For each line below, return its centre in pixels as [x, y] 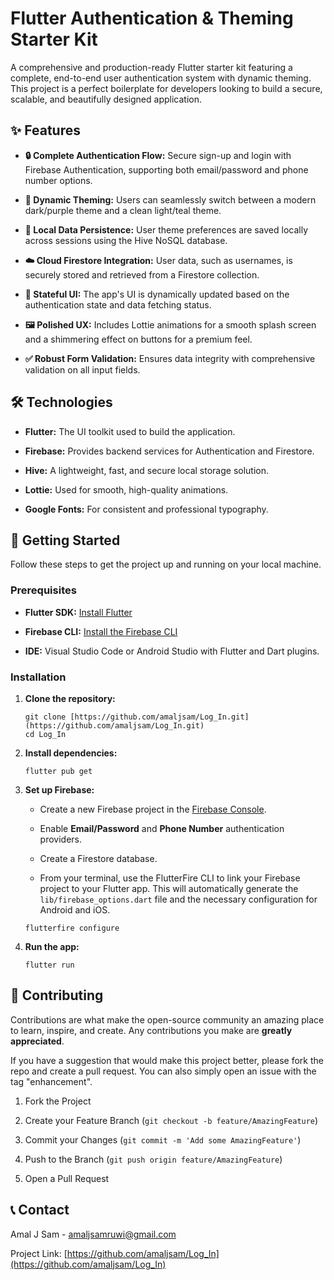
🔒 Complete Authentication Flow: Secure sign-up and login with [158, 155]
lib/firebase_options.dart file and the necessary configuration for [178, 899]
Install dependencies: [71, 753]
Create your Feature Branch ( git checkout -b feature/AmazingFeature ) [171, 1120]
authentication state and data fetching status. [118, 304]
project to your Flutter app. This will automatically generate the [169, 888]
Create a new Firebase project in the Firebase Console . [153, 809]
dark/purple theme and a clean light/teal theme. [123, 210]
